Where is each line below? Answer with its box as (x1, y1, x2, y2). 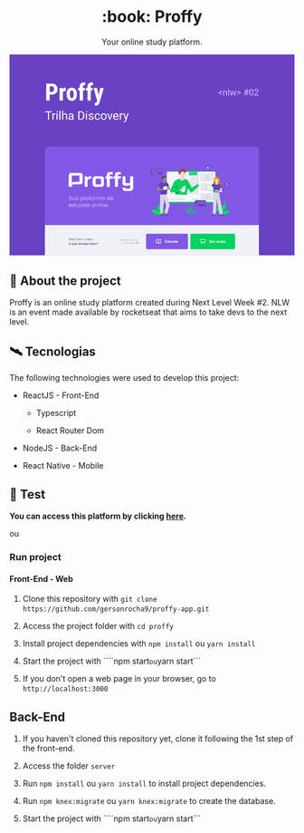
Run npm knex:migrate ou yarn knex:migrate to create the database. (22, 796, 276, 807)
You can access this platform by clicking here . (9, 510, 187, 522)
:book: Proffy (101, 6, 203, 27)
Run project (9, 551, 62, 564)
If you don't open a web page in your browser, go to (22, 673, 217, 684)
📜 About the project (9, 274, 121, 289)
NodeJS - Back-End (22, 442, 98, 454)
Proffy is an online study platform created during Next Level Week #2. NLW (9, 297, 290, 308)
